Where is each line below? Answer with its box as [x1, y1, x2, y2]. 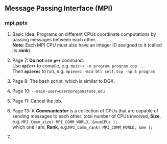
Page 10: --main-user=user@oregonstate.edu [12, 88, 105, 94]
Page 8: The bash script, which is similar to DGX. [12, 78, 115, 84]
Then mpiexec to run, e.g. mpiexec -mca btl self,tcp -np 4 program [12, 68, 155, 74]
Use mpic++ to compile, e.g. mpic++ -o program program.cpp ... [12, 62, 147, 68]
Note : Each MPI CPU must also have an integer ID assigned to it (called [12, 42, 162, 48]
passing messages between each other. [12, 36, 97, 42]
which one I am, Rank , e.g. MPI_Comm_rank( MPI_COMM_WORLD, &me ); [12, 124, 153, 130]
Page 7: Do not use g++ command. [12, 57, 84, 63]
